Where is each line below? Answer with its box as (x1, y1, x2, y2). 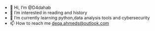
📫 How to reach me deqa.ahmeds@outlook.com (9, 20, 110, 26)
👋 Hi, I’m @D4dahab (9, 5, 51, 10)
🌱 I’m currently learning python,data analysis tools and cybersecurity (9, 15, 150, 20)
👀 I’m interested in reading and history (9, 10, 87, 15)
